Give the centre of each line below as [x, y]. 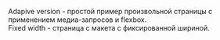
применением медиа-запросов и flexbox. [78, 20]
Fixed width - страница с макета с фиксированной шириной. [109, 28]
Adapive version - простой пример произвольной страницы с [110, 11]
